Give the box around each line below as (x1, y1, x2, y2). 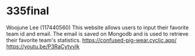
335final (6, 4, 49, 18)
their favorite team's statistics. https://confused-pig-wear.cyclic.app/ (6, 36, 177, 43)
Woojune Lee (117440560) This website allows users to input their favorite (6, 24, 189, 31)
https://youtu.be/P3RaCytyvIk (6, 43, 80, 50)
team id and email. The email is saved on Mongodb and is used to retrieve (6, 30, 189, 37)
